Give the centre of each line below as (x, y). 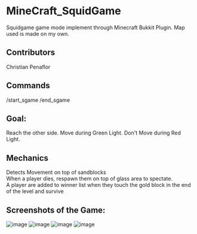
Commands (28, 85)
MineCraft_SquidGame (64, 11)
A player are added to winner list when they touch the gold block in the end (98, 185)
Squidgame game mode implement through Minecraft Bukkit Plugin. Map (96, 27)
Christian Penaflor (28, 67)
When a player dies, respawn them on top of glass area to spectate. (90, 179)
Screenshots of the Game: (56, 210)
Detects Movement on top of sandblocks (56, 172)
